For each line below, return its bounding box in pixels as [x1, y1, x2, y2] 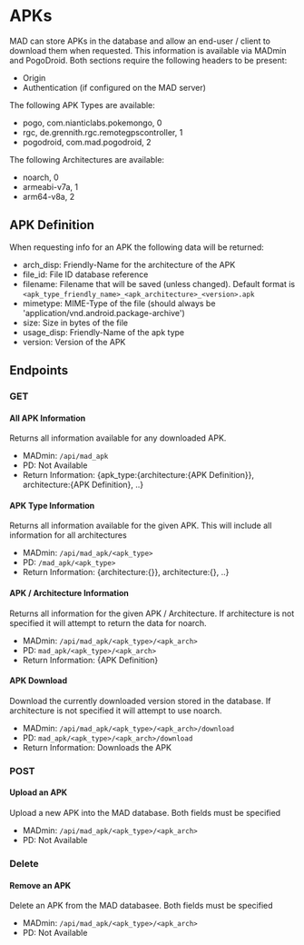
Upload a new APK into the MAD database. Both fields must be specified [9, 808, 281, 818]
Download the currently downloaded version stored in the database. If [9, 695, 271, 706]
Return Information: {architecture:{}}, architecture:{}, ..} [22, 567, 230, 578]
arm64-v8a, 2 [22, 191, 75, 202]
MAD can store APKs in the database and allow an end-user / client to [9, 35, 270, 46]
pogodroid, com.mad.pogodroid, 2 [22, 136, 152, 147]
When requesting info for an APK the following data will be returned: [9, 242, 265, 253]
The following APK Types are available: [9, 99, 156, 110]
